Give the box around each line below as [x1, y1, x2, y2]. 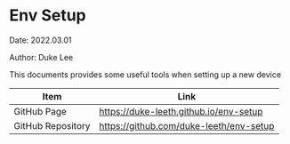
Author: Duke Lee [9, 52, 74, 62]
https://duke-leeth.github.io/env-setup [99, 105, 263, 117]
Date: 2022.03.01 [9, 35, 73, 45]
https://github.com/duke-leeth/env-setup [99, 119, 275, 132]
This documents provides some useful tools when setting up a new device [9, 68, 282, 80]
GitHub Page [13, 105, 67, 117]
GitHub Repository [13, 119, 91, 132]
